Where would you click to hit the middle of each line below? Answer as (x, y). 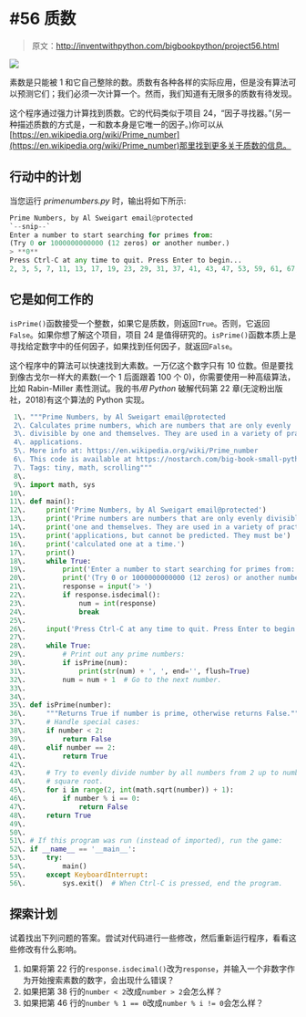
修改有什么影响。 (49, 949)
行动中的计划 (46, 177)
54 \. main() (49, 867)
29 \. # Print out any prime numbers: (97, 654)
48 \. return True (51, 815)
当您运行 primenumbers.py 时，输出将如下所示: (98, 201)
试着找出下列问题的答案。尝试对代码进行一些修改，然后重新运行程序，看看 (149, 938)
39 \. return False (61, 739)
